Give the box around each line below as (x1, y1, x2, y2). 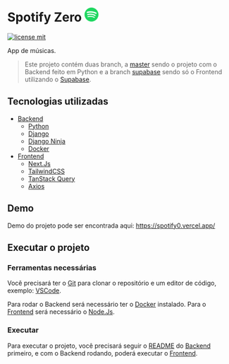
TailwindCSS (27, 167, 66, 175)
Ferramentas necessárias (7, 262, 97, 272)
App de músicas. (7, 46, 56, 54)
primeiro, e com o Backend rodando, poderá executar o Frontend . (7, 348, 198, 357)
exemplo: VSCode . (7, 286, 61, 295)
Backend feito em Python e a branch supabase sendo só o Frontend (24, 67, 223, 76)
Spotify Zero (7, 9, 82, 25)
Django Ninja (27, 136, 66, 145)
